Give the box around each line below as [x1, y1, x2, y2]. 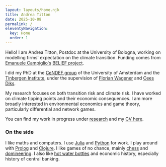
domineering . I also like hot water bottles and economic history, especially [5, 150, 159, 156]
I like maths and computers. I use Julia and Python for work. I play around [5, 140, 157, 146]
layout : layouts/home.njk [5, 7, 59, 13]
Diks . [5, 80, 16, 86]
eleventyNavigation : [5, 26, 49, 31]
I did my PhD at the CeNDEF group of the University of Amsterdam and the [5, 69, 160, 75]
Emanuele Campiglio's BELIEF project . [5, 60, 85, 66]
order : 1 [10, 36, 28, 41]
